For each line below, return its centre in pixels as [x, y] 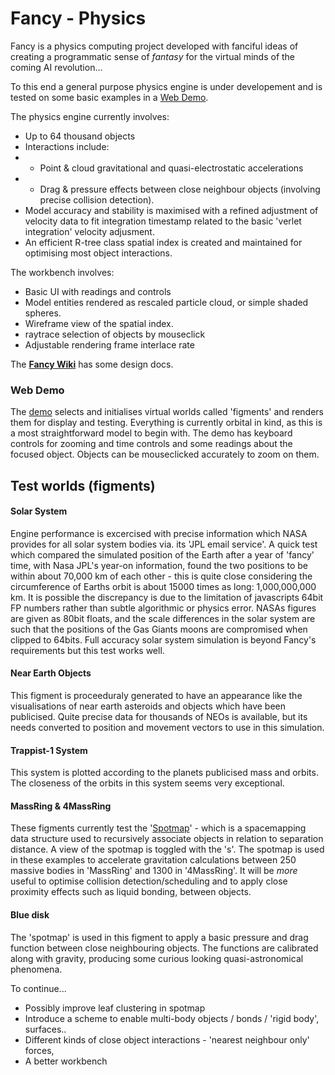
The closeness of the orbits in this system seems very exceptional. [147, 783]
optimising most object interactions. [98, 253]
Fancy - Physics [78, 18]
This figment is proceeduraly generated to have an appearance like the [156, 696]
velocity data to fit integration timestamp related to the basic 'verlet [163, 221]
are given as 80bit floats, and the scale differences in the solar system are [163, 618]
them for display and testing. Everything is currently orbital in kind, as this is [166, 423]
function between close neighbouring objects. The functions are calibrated [164, 948]
